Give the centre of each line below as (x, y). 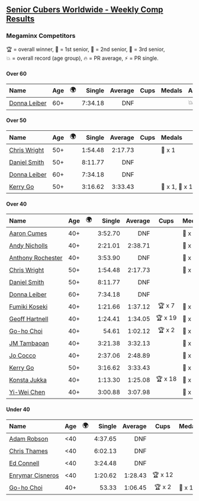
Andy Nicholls (28, 245)
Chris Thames (29, 451)
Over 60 (16, 74)
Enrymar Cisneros (34, 475)
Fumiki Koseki (28, 306)
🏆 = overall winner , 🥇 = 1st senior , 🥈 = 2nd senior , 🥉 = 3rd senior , (86, 49)
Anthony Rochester (36, 258)
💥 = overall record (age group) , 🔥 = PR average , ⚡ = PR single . (82, 58)
